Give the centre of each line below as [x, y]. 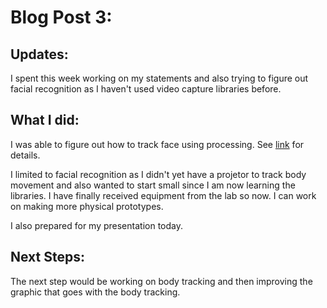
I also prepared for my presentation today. [96, 225]
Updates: [39, 54]
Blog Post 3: [61, 17]
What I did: [45, 120]
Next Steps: [47, 257]
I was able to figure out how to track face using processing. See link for [157, 144]
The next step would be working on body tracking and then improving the [161, 281]
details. [25, 155]
